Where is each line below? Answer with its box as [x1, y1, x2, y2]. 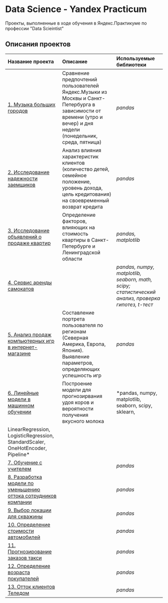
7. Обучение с [7, 459, 42, 466]
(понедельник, [62, 132, 98, 139]
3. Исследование [7, 227, 50, 234]
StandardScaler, [7, 438, 46, 445]
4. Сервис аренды [7, 279, 52, 286]
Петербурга [62, 101, 91, 108]
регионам [62, 328, 86, 335]
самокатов [7, 285, 34, 292]
